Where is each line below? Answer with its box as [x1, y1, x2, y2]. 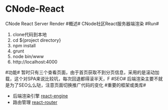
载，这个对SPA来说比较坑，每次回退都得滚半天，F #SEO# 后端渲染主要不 [5, 75, 159, 81]
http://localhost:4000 [12, 59, 58, 65]
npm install [12, 42, 36, 48]
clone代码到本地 [12, 31, 47, 37]
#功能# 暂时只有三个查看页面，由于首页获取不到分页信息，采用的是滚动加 [5, 69, 159, 75]
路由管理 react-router [12, 99, 58, 105]
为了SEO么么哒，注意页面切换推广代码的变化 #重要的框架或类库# [9, 82, 146, 88]
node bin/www [12, 53, 44, 59]
